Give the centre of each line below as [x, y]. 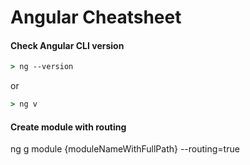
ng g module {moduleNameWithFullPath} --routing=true [125, 149]
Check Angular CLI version [67, 45]
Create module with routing [68, 127]
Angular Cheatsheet [96, 17]
